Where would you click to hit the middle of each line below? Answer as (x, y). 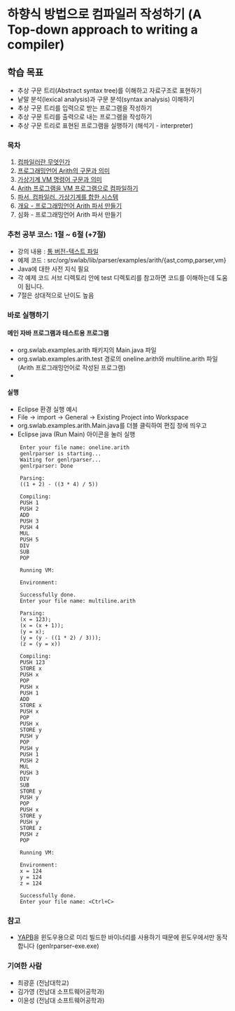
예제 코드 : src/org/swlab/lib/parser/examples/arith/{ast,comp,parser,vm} (122, 260)
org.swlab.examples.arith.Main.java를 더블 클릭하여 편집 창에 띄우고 (112, 425)
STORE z (31, 828)
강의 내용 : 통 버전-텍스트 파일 (58, 251)
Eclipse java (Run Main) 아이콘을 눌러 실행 (76, 434)
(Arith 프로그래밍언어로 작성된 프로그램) (71, 367)
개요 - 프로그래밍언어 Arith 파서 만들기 (70, 206)
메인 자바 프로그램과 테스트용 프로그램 (58, 333)
